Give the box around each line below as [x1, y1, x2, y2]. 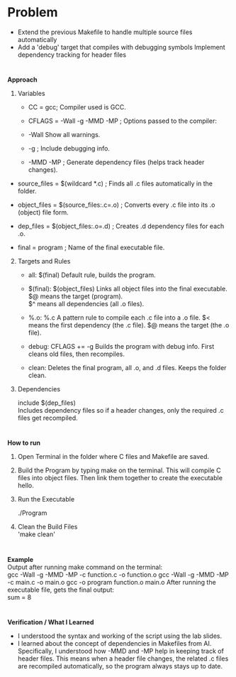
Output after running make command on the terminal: [7, 563, 163, 571]
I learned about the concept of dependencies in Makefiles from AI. [17, 639, 212, 647]
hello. [17, 481, 34, 490]
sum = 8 [7, 592, 32, 601]
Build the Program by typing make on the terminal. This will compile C [17, 466, 221, 475]
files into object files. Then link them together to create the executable [17, 474, 223, 482]
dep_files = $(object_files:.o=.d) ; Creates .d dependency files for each [17, 222, 225, 231]
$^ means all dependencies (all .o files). [28, 300, 145, 308]
